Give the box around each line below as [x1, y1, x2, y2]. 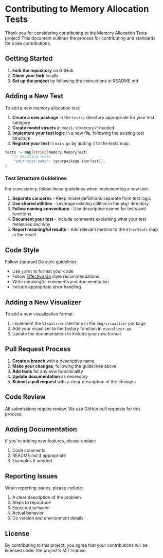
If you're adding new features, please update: [5, 438, 96, 444]
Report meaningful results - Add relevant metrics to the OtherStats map [12, 227, 158, 232]
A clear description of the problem [12, 495, 81, 500]
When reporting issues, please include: [5, 485, 84, 491]
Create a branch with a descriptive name [12, 358, 95, 364]
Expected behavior [12, 505, 50, 511]
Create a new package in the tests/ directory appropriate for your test [12, 114, 155, 120]
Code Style [5, 246, 39, 254]
